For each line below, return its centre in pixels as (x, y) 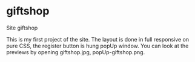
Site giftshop (22, 28)
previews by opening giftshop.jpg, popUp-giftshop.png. (76, 52)
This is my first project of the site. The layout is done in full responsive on (98, 39)
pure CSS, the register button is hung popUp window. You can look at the (97, 46)
